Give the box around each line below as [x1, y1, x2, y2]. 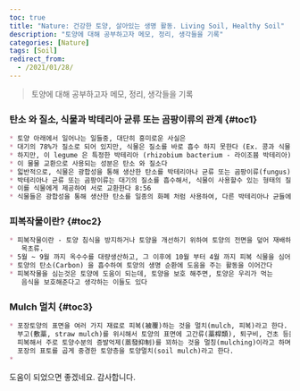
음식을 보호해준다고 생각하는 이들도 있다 [21, 277, 148, 286]
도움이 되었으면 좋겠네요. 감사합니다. [9, 372, 136, 383]
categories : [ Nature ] [9, 38, 90, 47]
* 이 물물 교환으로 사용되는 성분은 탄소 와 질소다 [9, 158, 168, 168]
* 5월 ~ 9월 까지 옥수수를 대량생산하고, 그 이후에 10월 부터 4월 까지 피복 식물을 [9, 252, 275, 262]
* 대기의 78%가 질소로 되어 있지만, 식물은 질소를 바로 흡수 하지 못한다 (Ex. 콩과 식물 [9, 142, 291, 152]
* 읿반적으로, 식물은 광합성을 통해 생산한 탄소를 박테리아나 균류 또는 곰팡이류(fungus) [9, 167, 292, 176]
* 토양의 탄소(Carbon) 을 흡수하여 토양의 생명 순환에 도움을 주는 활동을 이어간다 [9, 261, 273, 270]
